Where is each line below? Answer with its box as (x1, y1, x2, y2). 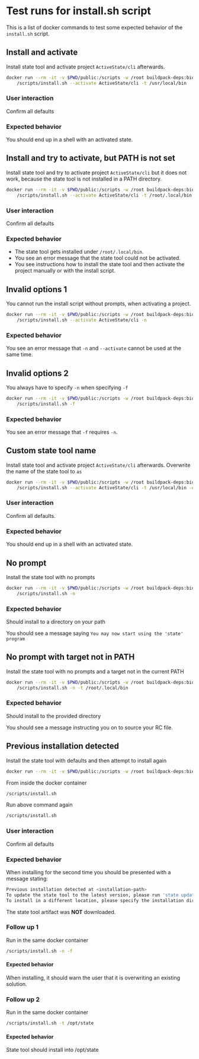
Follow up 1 (6, 923, 39, 931)
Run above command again (6, 801, 73, 808)
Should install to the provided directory (6, 712, 101, 719)
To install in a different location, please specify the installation (6, 897, 184, 903)
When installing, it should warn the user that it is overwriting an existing (6, 974, 181, 981)
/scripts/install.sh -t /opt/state (6, 1020, 94, 1026)
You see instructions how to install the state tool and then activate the (14, 261, 185, 268)
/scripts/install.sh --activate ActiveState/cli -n (17, 317, 147, 323)
